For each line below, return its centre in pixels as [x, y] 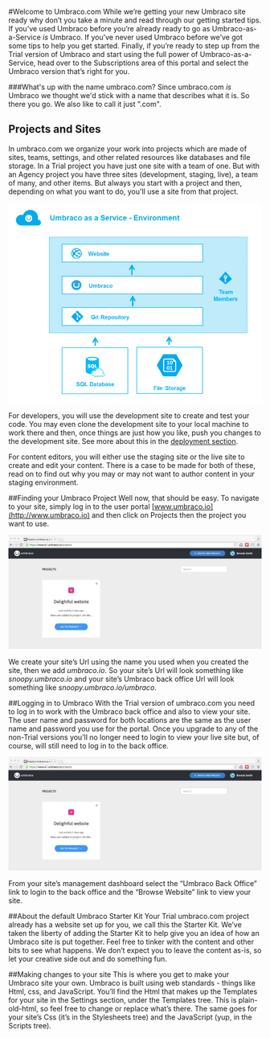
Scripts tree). [30, 1026]
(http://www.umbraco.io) [49, 515]
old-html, [23, 1009]
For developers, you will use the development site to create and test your [129, 416]
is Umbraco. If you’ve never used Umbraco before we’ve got [143, 37]
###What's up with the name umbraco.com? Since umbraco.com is [120, 87]
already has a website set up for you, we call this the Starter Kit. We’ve [125, 925]
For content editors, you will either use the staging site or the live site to [127, 457]
